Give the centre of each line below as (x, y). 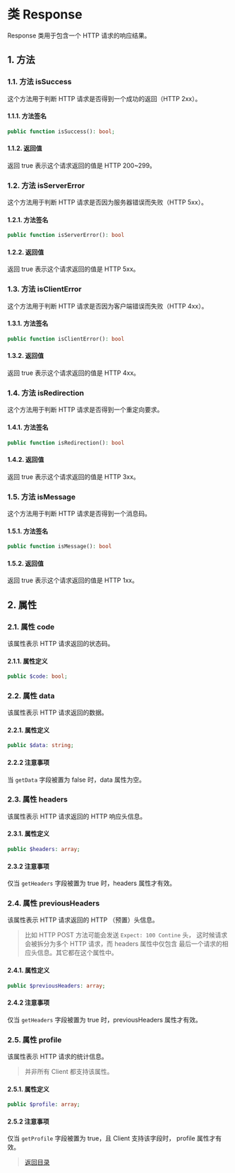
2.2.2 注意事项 (29, 762)
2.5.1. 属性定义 (28, 1089)
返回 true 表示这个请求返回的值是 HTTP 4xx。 (73, 373)
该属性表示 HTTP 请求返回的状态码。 (61, 643)
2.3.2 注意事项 (28, 866)
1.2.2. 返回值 (26, 252)
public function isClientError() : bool (66, 339)
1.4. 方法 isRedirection (46, 393)
